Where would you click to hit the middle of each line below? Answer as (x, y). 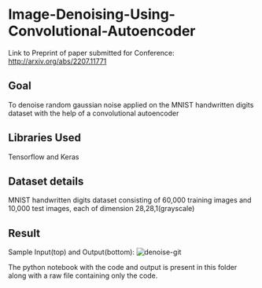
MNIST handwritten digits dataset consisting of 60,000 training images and (130, 200)
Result (24, 233)
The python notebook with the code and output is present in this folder (123, 268)
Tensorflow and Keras (44, 157)
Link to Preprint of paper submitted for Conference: (91, 53)
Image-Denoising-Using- (92, 15)
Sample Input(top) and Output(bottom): (72, 252)
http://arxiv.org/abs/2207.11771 (57, 61)
